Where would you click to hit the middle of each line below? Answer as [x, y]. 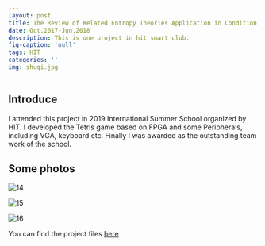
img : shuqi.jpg [33, 67]
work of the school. [40, 144]
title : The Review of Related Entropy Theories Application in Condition [133, 23]
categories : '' [33, 60]
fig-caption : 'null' [42, 45]
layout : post [30, 15]
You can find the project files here [63, 234]
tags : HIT [25, 52]
